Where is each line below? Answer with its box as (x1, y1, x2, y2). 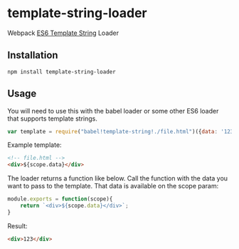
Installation (7, 49, 58, 61)
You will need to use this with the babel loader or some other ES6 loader (7, 106, 219, 115)
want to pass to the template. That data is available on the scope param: (7, 182, 219, 190)
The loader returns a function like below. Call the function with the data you (7, 174, 228, 183)
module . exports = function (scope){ (7, 195, 113, 203)
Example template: (7, 141, 62, 149)
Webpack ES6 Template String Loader (7, 29, 119, 37)
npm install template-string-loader (7, 68, 116, 76)
